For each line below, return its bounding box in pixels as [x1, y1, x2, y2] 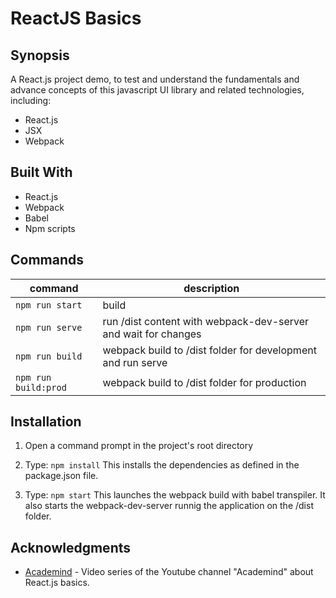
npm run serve [15, 322, 83, 333]
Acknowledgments [10, 539, 132, 556]
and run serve [102, 355, 168, 369]
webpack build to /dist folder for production [102, 375, 307, 389]
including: [10, 95, 52, 106]
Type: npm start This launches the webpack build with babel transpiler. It [24, 489, 326, 501]
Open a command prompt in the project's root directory [24, 440, 254, 452]
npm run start [15, 299, 83, 311]
